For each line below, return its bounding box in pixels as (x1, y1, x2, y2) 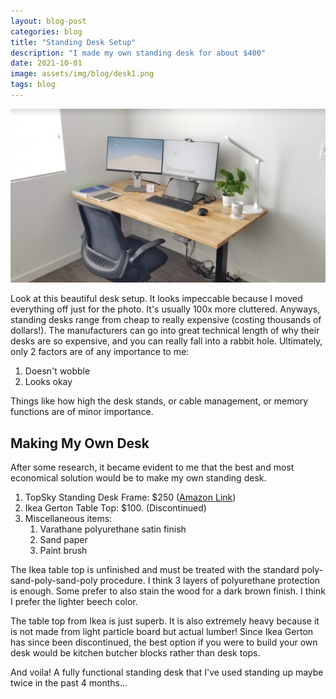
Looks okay (24, 376, 73, 388)
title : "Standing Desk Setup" (10, 37, 137, 47)
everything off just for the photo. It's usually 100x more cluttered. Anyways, (10, 303, 321, 315)
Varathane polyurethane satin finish (39, 523, 187, 535)
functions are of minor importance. (10, 406, 154, 418)
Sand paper (39, 534, 88, 546)
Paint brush (39, 545, 88, 557)
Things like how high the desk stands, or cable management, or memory (10, 395, 309, 407)
